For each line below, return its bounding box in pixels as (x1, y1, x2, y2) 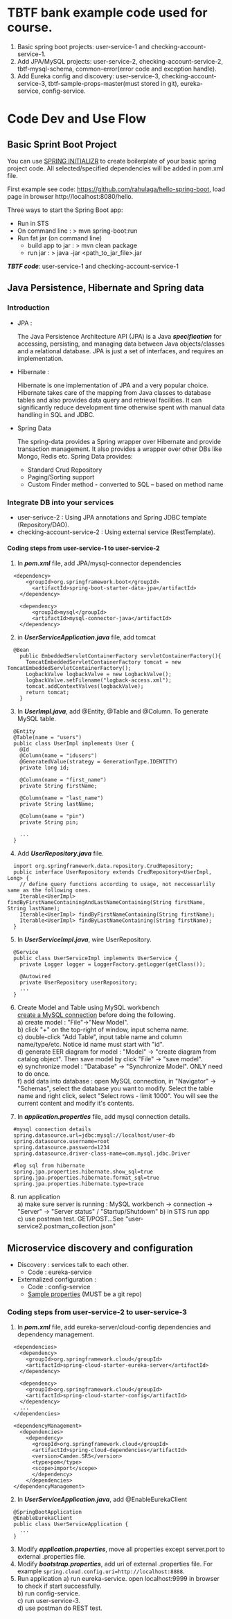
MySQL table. (17, 715, 57, 723)
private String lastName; (19, 801, 95, 808)
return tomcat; (25, 689, 70, 696)
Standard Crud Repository (27, 466, 102, 474)
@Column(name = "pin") (19, 813, 85, 820)
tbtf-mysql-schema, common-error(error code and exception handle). (17, 64, 217, 73)
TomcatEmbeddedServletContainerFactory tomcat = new (25, 659, 181, 666)
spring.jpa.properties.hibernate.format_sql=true (13, 1174, 159, 1182)
